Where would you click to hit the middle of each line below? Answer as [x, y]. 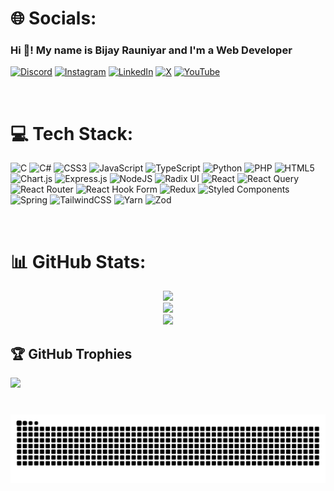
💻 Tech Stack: [72, 133]
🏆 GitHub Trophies [71, 353]
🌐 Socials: [53, 18]
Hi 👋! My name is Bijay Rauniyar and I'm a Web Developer [151, 50]
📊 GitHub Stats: [78, 261]
